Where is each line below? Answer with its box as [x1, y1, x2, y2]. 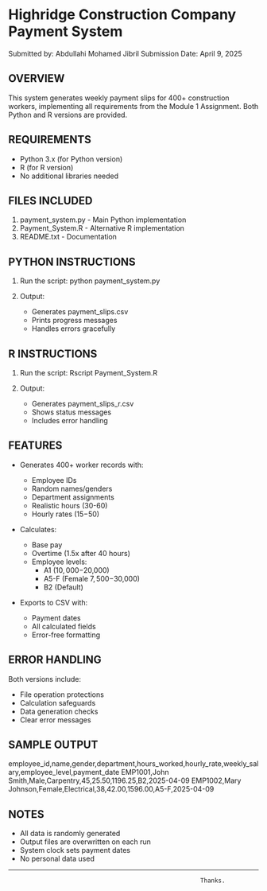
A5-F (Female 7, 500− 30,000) [43, 574, 141, 583]
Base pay [31, 539, 63, 550]
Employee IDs [31, 475, 77, 484]
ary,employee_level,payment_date [8, 768, 120, 777]
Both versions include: [8, 674, 82, 683]
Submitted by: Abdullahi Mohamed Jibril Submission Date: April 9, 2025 [8, 49, 242, 58]
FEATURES [8, 439, 63, 453]
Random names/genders [31, 484, 113, 493]
